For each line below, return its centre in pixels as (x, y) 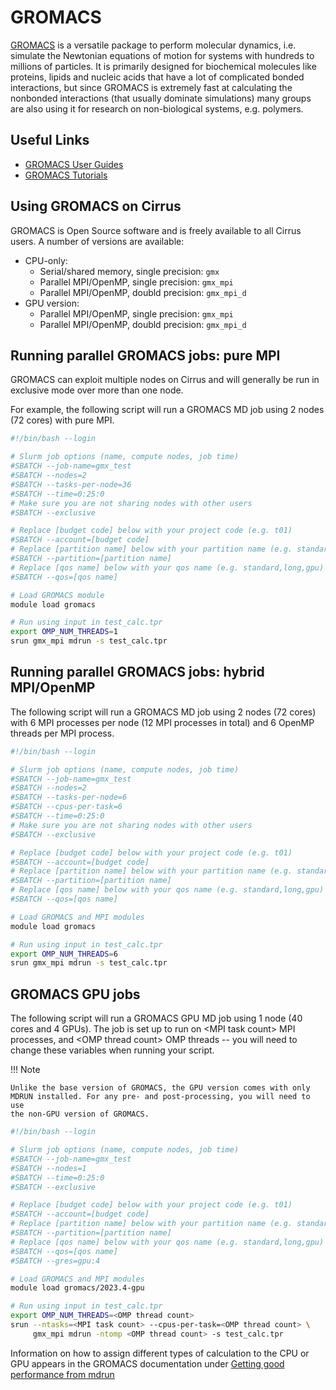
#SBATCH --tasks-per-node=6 (69, 797)
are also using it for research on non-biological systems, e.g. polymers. (157, 108)
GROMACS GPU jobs (75, 994)
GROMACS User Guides (74, 164)
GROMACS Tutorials (66, 175)
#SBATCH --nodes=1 (48, 1168)
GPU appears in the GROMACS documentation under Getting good (147, 1363)
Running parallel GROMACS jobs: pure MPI (145, 355)
